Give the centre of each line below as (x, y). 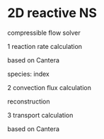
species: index (28, 74)
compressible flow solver (44, 33)
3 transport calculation (40, 115)
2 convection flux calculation (50, 87)
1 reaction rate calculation (45, 46)
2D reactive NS (52, 13)
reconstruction (29, 101)
